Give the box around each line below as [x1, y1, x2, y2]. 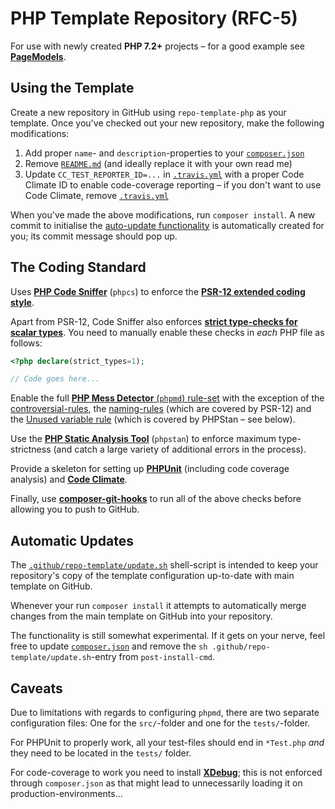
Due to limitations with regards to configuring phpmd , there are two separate [10, 706, 320, 718]
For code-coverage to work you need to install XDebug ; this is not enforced [10, 766, 323, 778]
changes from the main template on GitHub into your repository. [10, 610, 273, 622]
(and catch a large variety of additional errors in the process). [53, 443, 307, 456]
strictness [10, 443, 52, 456]
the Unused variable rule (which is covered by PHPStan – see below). [10, 413, 296, 426]
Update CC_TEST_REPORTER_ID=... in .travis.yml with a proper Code [24, 168, 305, 180]
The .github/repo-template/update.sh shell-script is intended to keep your [10, 559, 319, 571]
